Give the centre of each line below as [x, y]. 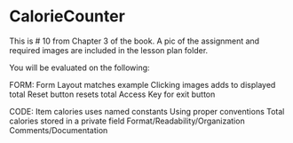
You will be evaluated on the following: [79, 68]
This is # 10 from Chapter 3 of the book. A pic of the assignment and [135, 41]
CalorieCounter [67, 16]
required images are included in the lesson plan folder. [109, 50]
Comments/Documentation [59, 130]
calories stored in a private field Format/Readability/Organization [127, 121]
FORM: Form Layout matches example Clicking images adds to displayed [143, 84]
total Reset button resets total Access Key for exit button [112, 94]
